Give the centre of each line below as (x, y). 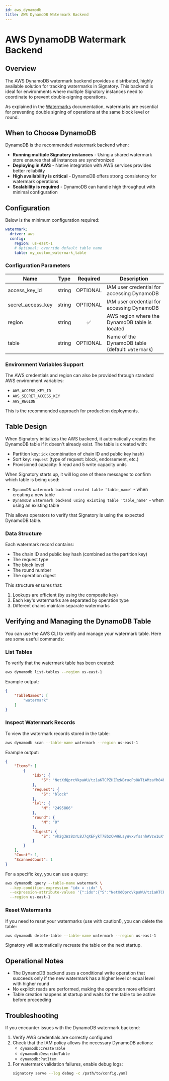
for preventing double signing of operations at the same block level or (77, 112)
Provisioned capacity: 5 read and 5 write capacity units (69, 464)
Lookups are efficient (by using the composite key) (65, 595)
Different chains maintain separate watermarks (61, 606)
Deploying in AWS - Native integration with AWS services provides (82, 165)
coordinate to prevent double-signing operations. (56, 97)
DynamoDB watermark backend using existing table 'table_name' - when (88, 500)
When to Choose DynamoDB (51, 133)
